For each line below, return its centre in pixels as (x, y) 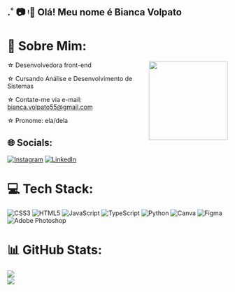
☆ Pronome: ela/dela (38, 121)
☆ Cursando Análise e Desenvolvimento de (70, 79)
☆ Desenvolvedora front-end (50, 65)
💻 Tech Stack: (50, 189)
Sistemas (20, 86)
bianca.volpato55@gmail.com (50, 107)
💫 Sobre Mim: (47, 46)
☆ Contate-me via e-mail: (44, 100)
